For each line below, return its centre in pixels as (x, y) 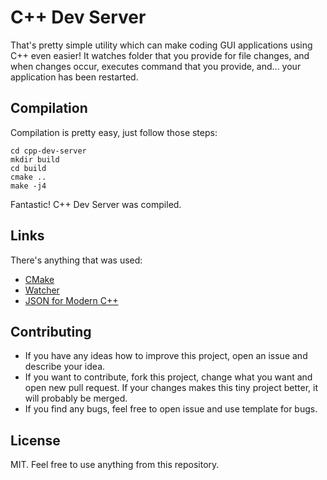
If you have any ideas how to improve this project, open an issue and (166, 356)
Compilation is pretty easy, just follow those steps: (114, 132)
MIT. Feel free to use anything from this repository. (115, 465)
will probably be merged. (76, 398)
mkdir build (35, 159)
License (35, 440)
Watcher (42, 290)
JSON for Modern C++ (71, 300)
